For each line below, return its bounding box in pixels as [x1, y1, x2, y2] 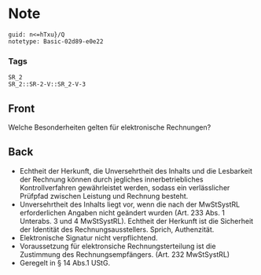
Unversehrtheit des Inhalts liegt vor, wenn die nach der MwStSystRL [19, 200, 241, 209]
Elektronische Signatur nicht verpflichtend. [19, 233, 159, 242]
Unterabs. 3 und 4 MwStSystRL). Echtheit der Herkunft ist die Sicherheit [19, 216, 254, 225]
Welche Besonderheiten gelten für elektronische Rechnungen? [8, 123, 211, 132]
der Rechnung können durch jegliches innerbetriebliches [19, 174, 204, 184]
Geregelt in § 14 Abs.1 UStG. [19, 258, 111, 267]
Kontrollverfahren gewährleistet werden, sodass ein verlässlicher [19, 182, 230, 192]
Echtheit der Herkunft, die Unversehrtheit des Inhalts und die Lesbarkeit [19, 166, 253, 175]
